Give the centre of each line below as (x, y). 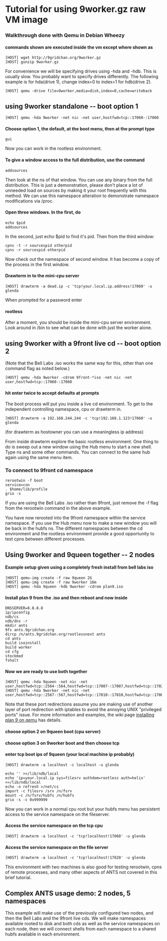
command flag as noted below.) (38, 368)
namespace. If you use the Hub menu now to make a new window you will (81, 523)
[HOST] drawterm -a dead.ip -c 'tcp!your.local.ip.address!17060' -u (79, 286)
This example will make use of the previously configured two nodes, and (79, 913)
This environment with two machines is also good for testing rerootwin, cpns (83, 867)
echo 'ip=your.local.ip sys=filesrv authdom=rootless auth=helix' (75, 778)
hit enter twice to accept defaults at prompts (52, 393)
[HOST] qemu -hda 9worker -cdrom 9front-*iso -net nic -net (69, 377)
